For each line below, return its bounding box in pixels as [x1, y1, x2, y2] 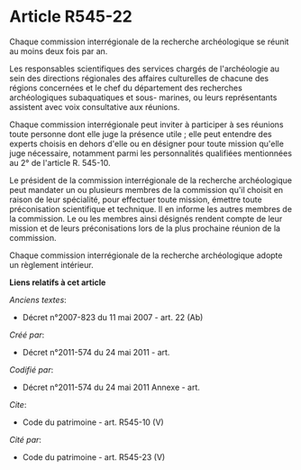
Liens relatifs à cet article [9, 277, 106, 288]
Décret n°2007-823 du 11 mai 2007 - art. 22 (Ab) [22, 311, 204, 322]
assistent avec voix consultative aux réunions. [9, 101, 180, 112]
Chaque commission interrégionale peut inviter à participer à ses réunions [9, 119, 284, 130]
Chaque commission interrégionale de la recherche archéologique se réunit [9, 36, 289, 47]
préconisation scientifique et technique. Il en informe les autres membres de [9, 203, 293, 214]
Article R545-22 [9, 6, 132, 27]
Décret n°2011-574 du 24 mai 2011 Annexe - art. [22, 382, 201, 392]
